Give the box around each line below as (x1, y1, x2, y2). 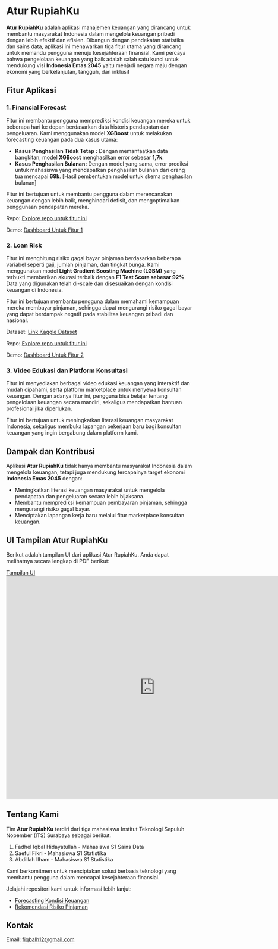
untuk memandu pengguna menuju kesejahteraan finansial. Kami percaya (6, 49, 186, 56)
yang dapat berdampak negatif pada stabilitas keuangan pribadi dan (6, 310, 173, 317)
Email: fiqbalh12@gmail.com (6, 936, 75, 943)
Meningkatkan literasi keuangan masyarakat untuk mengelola (14, 486, 165, 494)
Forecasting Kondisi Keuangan (14, 897, 90, 904)
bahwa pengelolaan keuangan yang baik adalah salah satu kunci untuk (6, 55, 179, 63)
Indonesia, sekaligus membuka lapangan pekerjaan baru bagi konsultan (6, 423, 182, 430)
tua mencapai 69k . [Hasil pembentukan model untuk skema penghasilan (14, 173, 192, 180)
